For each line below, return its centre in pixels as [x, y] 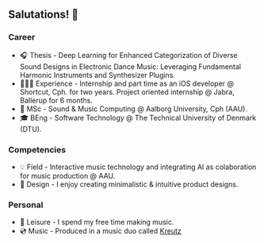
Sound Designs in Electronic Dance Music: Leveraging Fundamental [130, 66]
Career [22, 37]
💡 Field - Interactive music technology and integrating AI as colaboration [138, 167]
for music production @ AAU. [67, 175]
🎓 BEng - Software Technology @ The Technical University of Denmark [138, 118]
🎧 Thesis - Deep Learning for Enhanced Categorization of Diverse [128, 55]
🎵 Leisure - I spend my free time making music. [97, 222]
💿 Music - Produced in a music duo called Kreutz [100, 231]
